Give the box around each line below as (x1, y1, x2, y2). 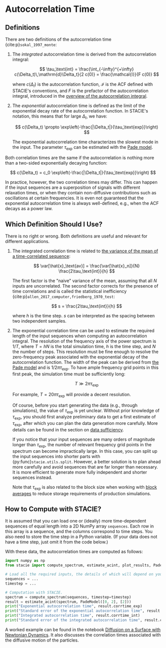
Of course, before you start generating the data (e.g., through (12, 402, 138, 408)
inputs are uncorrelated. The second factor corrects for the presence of (12, 283, 159, 289)
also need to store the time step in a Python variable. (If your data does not (5, 534, 158, 540)
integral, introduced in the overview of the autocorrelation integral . (12, 93, 148, 99)
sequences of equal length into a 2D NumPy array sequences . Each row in (5, 523, 154, 529)
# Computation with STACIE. (5, 590, 63, 595)
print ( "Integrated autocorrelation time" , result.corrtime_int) (5, 613, 140, 618)
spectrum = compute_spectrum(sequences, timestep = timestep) (5, 594, 132, 599)
